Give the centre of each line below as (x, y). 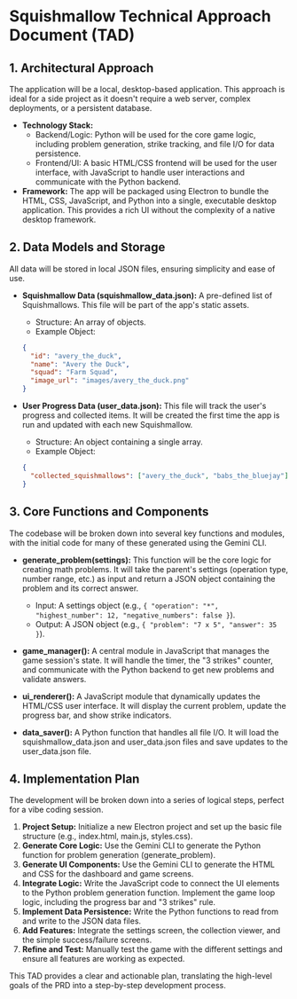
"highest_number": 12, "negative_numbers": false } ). (135, 615)
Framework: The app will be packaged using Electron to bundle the (145, 191)
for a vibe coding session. (56, 810)
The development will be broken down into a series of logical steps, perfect (147, 800)
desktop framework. (59, 220)
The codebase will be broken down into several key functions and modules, (147, 533)
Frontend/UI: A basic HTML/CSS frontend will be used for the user (156, 163)
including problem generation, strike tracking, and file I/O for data (155, 144)
